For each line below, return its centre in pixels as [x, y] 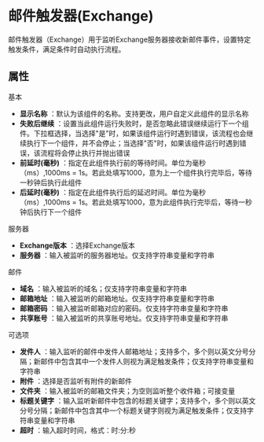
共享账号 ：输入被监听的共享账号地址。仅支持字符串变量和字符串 [124, 318]
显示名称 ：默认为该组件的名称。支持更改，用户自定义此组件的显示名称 [134, 113]
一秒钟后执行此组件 [51, 182]
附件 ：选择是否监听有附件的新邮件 [75, 381]
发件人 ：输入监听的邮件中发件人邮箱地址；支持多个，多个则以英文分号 [134, 352]
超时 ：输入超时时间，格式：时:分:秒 [77, 430]
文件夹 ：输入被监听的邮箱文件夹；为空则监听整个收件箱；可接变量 [127, 391]
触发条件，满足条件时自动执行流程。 [67, 49]
